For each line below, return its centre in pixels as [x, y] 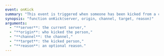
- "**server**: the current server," [48, 28]
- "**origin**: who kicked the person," [51, 32]
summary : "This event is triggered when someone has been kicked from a [81, 14]
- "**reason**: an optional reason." [48, 46]
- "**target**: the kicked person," [47, 41]
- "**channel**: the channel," [41, 37]
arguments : [16, 23]
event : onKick [20, 9]
